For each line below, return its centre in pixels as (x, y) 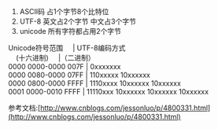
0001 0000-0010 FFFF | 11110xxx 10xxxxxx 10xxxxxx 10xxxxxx (109, 92)
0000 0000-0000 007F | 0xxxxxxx (65, 66)
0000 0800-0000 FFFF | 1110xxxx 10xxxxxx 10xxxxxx (94, 83)
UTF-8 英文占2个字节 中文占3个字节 (78, 21)
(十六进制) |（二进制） (55, 58)
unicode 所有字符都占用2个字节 (70, 31)
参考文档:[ (24, 108)
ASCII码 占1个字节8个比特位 (64, 11)
